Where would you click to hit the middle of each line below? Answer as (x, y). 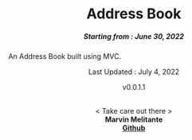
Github (134, 128)
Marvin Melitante (134, 119)
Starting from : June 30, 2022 (134, 36)
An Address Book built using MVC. (65, 56)
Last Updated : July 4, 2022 (134, 72)
